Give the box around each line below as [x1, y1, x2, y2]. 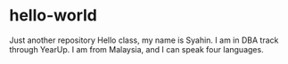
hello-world [9, 5, 98, 26]
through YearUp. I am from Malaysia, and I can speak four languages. [9, 44, 265, 54]
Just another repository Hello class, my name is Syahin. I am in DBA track [9, 35, 279, 45]
